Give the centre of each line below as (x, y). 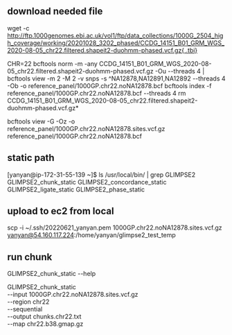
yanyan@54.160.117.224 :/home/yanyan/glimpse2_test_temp (92, 235)
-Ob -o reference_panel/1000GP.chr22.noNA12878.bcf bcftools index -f (109, 85)
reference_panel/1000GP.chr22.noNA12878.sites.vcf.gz (86, 128)
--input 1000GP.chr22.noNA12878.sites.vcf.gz (73, 295)
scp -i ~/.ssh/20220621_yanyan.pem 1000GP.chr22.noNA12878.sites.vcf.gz (115, 227)
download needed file (55, 11)
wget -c (18, 28)
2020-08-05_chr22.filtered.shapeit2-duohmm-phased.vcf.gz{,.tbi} (102, 50)
